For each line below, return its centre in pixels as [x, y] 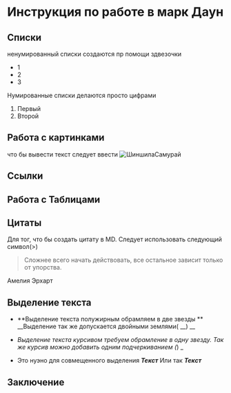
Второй [28, 116]
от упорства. [43, 268]
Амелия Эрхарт [30, 281]
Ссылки [25, 176]
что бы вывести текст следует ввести [63, 154]
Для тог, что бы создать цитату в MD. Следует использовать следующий [114, 239]
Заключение [36, 382]
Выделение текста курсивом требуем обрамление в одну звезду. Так [120, 340]
